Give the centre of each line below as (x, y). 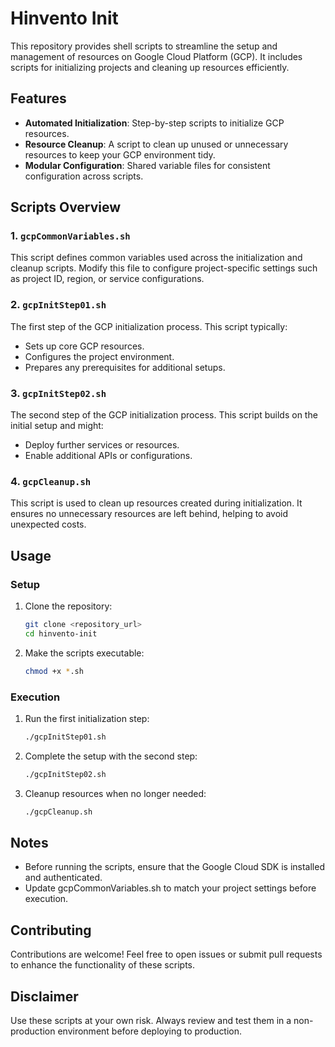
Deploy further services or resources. (102, 445)
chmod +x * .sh (54, 671)
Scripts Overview (66, 207)
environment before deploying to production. (150, 1031)
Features (38, 98)
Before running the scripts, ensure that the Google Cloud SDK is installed (174, 867)
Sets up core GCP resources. (84, 346)
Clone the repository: (68, 606)
